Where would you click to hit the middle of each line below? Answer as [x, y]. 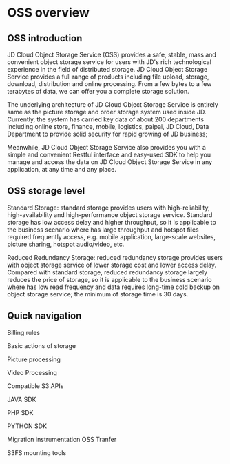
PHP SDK [20, 412]
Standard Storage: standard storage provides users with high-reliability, [108, 208]
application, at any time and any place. [62, 169]
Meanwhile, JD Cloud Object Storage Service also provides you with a [107, 147]
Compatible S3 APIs [35, 386]
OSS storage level [46, 191]
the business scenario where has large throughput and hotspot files [103, 230]
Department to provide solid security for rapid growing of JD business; [107, 134]
